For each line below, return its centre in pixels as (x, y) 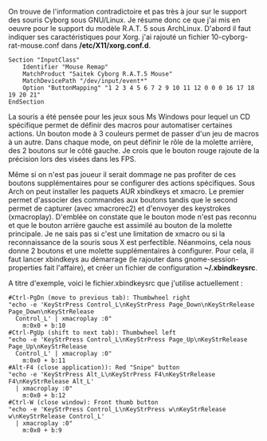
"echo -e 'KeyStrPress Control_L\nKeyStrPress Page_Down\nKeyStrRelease (132, 305)
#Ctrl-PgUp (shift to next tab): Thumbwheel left (92, 333)
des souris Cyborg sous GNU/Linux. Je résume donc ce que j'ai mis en (124, 20)
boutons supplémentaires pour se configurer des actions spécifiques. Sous (132, 183)
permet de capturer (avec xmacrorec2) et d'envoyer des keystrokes (120, 208)
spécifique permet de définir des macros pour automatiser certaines (120, 125)
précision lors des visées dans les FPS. (73, 159)
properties (25, 268)
